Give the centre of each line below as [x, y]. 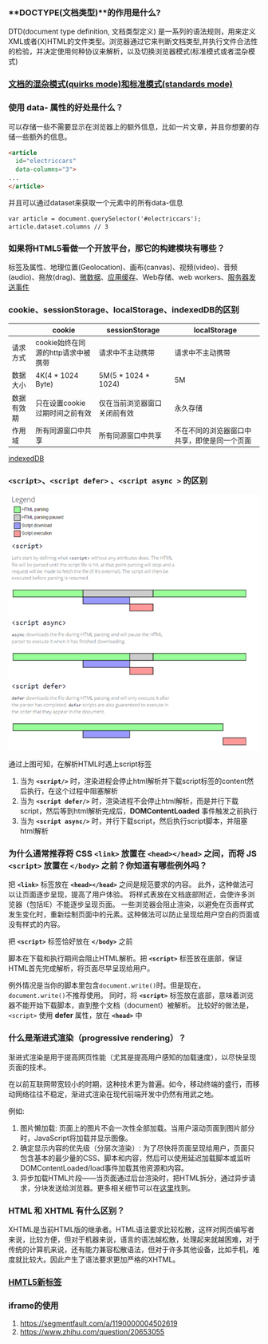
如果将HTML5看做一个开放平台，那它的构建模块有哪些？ [117, 248]
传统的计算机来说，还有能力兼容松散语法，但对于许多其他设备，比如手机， [130, 1249]
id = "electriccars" [46, 161]
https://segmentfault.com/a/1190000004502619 [99, 1323]
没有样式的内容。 [36, 924]
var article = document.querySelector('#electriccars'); [105, 219]
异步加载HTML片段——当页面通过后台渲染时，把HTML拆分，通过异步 [134, 1178]
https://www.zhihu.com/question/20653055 [92, 1332]
